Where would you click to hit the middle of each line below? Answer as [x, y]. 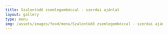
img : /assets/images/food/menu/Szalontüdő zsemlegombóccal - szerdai [79, 24]
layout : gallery [22, 14]
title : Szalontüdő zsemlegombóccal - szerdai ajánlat [62, 10]
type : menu [16, 19]
